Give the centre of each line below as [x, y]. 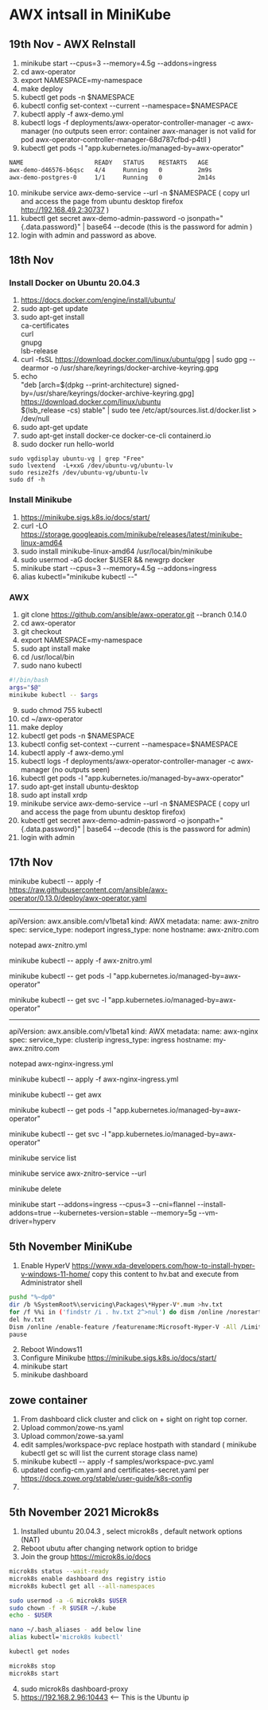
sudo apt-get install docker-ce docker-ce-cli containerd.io [116, 435]
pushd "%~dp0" [33, 1298]
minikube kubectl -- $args [54, 695]
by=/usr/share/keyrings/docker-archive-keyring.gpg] [107, 393]
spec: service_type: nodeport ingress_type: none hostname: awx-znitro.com [134, 930]
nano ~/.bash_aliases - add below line [75, 1630]
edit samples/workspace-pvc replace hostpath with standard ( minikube [138, 1444]
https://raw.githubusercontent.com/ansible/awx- [88, 890]
